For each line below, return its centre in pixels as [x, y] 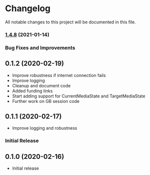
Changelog [28, 9]
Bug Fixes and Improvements [40, 48]
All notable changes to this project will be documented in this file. [71, 22]
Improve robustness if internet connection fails [59, 75]
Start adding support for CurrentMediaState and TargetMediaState [79, 96]
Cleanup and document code [41, 85]
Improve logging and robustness [45, 128]
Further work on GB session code [46, 101]
